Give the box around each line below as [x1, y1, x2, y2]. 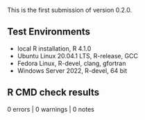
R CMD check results [7, 87, 100, 98]
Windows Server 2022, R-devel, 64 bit [17, 66, 128, 75]
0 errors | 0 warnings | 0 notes [7, 105, 95, 113]
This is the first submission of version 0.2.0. [7, 6, 133, 14]
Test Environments [7, 26, 91, 37]
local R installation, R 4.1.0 [17, 44, 92, 53]
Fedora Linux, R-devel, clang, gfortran [17, 59, 126, 67]
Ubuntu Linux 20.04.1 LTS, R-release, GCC [17, 51, 139, 60]
